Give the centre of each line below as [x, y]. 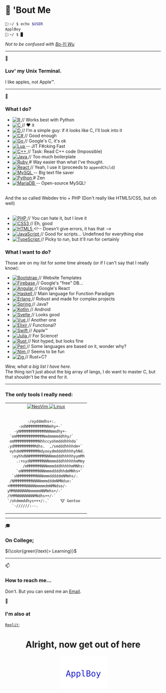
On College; [20, 540]
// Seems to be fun [46, 351]
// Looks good [46, 315]
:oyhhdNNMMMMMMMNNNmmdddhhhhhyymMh [48, 456]
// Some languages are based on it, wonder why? [77, 346]
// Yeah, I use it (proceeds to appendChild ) [73, 167]
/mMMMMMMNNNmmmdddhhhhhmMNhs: [54, 466]
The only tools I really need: [39, 395]
